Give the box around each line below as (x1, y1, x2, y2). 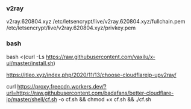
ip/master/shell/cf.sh (6, 95, 57, 103)
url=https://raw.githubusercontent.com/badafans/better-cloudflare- (6, 89, 174, 96)
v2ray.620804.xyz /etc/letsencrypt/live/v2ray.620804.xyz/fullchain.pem (6, 18, 186, 25)
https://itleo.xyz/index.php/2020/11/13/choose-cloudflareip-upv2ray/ (6, 71, 177, 78)
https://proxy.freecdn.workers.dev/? (17, 83, 107, 90)
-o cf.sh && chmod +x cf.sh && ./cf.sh (58, 95, 152, 103)
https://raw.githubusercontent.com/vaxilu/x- (46, 53, 155, 60)
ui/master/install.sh (6, 59, 54, 67)
